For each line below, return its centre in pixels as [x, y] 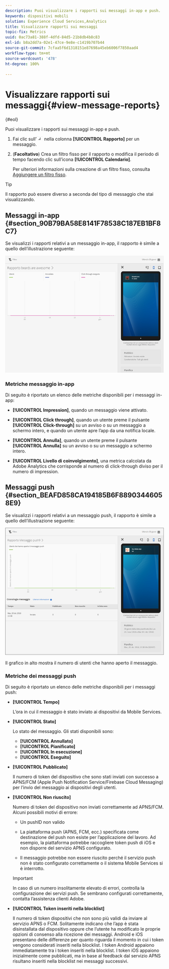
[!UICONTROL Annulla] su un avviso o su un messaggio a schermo [82, 445]
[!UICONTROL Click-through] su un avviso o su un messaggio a [79, 425]
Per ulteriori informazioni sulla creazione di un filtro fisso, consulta [81, 169]
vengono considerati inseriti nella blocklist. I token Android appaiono [83, 945]
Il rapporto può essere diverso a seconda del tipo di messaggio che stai [79, 194]
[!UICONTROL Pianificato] [48, 747]
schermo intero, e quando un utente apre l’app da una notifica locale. [84, 430]
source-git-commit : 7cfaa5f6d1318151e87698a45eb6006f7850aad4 [72, 48]
